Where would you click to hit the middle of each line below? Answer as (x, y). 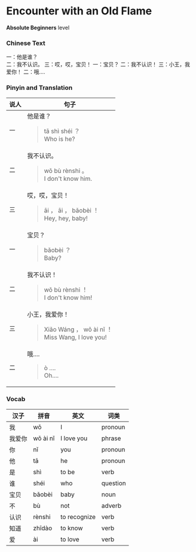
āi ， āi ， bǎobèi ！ (71, 210)
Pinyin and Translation (39, 88)
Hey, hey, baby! (66, 218)
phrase (111, 438)
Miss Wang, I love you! (75, 337)
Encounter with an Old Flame (79, 11)
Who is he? (59, 139)
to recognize (78, 517)
